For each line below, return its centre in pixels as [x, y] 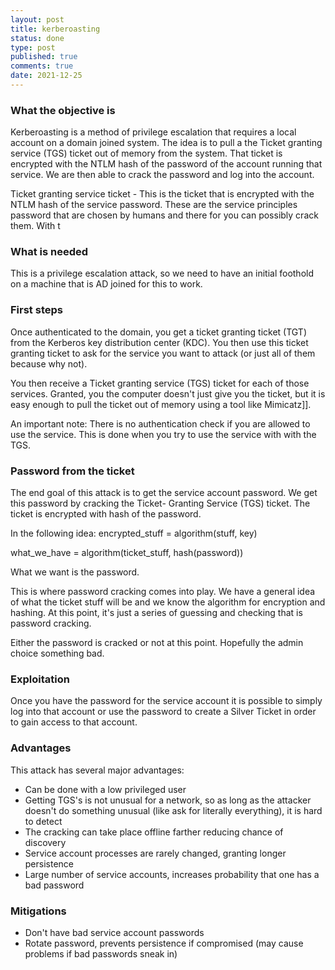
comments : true [42, 66]
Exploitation [40, 679]
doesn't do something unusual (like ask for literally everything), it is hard [173, 810]
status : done [37, 38]
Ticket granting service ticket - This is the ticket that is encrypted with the [162, 194]
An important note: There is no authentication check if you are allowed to [160, 423]
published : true [44, 57]
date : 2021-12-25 [46, 76]
